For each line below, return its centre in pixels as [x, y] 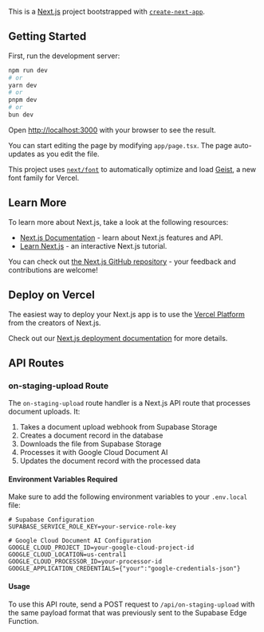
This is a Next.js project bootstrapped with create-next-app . [107, 12]
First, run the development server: [64, 56]
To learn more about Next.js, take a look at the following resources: [118, 222]
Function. [24, 621]
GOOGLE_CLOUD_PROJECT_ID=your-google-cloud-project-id [101, 548]
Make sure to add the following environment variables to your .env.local [128, 497]
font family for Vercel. [44, 178]
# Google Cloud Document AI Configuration [80, 541]
